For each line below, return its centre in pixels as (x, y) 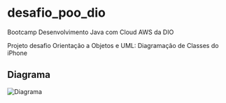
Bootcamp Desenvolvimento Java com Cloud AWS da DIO (91, 32)
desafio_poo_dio (57, 13)
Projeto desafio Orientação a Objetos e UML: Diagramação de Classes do (113, 45)
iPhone (17, 53)
